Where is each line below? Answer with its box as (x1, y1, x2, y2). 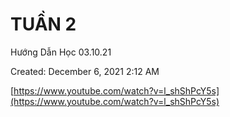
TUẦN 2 (10, 13, 77, 36)
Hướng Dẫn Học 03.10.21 (10, 46, 112, 58)
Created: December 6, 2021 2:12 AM (10, 65, 160, 77)
